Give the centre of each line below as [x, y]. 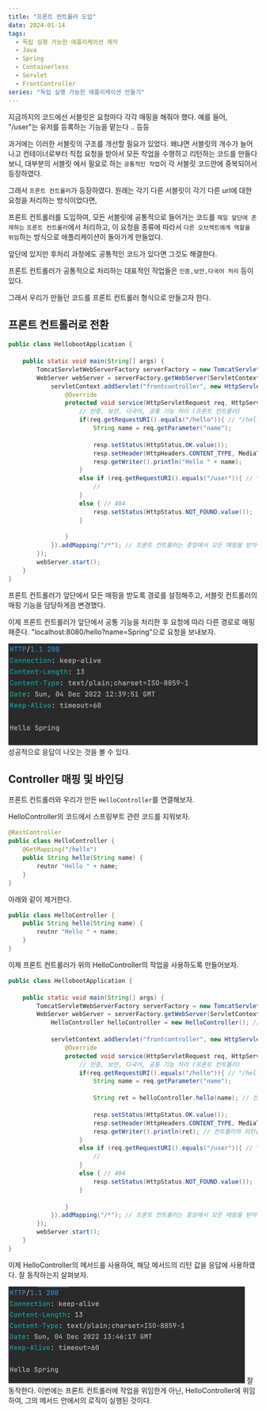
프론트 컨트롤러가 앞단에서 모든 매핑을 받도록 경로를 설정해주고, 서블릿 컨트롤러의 [133, 595]
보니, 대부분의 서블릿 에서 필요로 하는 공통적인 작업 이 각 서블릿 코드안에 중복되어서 [133, 164]
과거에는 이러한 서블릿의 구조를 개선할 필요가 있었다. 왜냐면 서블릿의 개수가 [123, 144]
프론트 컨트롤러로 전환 [59, 324]
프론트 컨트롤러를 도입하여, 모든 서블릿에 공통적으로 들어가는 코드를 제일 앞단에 [128, 217]
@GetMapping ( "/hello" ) [60, 849]
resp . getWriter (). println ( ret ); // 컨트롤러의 [167, 1131]
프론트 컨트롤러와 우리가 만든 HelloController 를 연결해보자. [101, 800]
